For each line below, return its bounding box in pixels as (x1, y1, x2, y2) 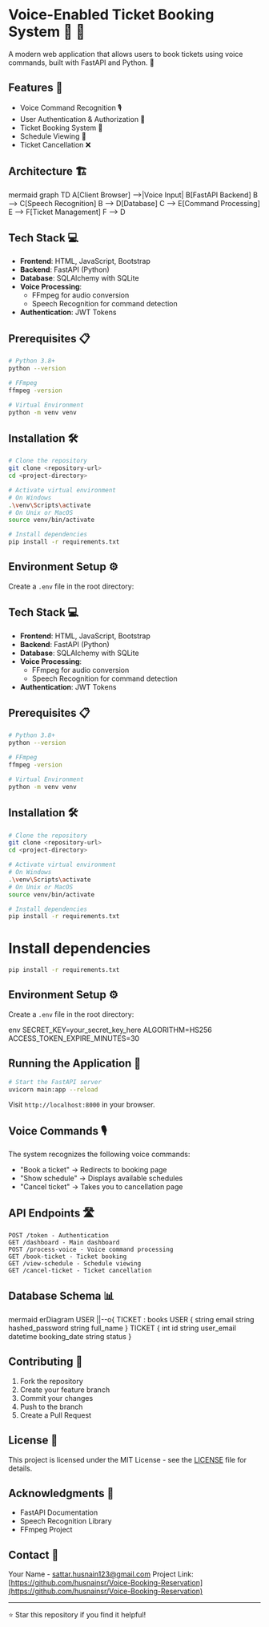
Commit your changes (19, 1393, 94, 1402)
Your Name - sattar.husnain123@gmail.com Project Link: (8, 1569, 194, 1579)
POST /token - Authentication (8, 1232, 110, 1240)
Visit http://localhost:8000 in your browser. (8, 1100, 155, 1110)
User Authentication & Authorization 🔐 (19, 114, 146, 123)
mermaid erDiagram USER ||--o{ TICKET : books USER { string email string (8, 1314, 255, 1324)
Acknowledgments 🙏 (8, 1486, 114, 1500)
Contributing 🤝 (8, 1355, 83, 1369)
